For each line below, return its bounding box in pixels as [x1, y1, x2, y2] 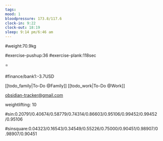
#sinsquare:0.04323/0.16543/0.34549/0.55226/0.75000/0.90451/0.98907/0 [5, 126, 158, 131]
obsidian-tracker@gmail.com [5, 92, 63, 98]
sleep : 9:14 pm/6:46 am [5, 30, 54, 35]
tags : [5, 7, 16, 12]
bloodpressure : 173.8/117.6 [5, 16, 62, 21]
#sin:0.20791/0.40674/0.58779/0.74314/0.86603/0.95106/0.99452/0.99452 [5, 111, 157, 117]
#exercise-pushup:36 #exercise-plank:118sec [5, 53, 96, 58]
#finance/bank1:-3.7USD [5, 73, 54, 79]
